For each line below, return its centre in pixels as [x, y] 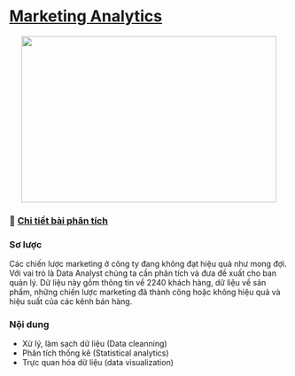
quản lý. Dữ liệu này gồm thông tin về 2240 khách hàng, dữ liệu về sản [138, 283]
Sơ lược [26, 244]
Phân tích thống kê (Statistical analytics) [96, 353]
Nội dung [29, 325]
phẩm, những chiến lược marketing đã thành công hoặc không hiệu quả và [145, 292]
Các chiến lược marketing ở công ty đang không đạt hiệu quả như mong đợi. [148, 264]
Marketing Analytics [85, 16]
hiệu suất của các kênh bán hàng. [71, 302]
